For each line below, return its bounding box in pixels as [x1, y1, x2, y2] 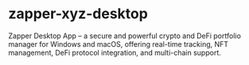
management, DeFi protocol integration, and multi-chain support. [8, 48, 221, 57]
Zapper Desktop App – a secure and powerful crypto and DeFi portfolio [8, 31, 241, 40]
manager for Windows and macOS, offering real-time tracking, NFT [8, 39, 229, 48]
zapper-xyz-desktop [8, 5, 149, 23]
